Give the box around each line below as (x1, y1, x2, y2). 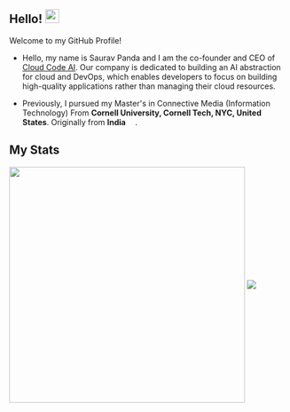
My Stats (9, 143, 60, 158)
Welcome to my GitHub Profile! (9, 35, 122, 45)
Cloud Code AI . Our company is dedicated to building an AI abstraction (21, 61, 281, 72)
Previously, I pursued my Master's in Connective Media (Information (21, 98, 270, 108)
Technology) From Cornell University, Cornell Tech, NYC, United (21, 107, 262, 118)
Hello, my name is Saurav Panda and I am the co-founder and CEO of (21, 52, 276, 63)
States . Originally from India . (21, 116, 137, 127)
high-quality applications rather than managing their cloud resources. (21, 81, 277, 91)
